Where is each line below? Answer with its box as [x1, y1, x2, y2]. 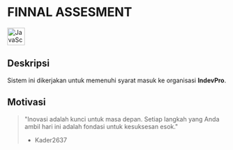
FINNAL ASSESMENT [7, 4, 133, 20]
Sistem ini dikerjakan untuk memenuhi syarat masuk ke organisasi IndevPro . [7, 76, 227, 84]
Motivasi [7, 96, 46, 108]
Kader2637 [34, 135, 68, 144]
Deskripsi [7, 57, 50, 70]
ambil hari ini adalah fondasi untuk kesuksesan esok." [24, 122, 179, 130]
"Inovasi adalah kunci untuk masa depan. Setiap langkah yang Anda [24, 114, 220, 123]
